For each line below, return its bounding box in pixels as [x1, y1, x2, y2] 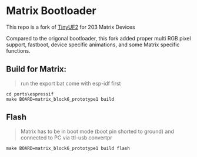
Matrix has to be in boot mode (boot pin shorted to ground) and [20, 128, 175, 135]
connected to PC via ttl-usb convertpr [20, 134, 113, 141]
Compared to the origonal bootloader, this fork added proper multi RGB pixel [6, 35, 191, 42]
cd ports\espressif [6, 91, 54, 97]
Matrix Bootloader [6, 4, 96, 18]
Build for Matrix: [6, 64, 66, 74]
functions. [6, 47, 31, 54]
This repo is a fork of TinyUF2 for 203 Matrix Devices [6, 23, 135, 30]
